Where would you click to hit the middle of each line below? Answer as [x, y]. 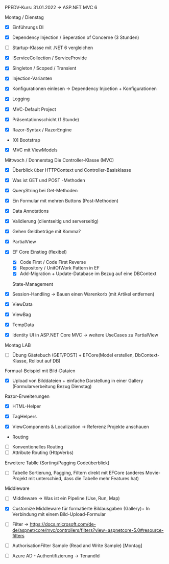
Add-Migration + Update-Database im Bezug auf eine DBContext [88, 274]
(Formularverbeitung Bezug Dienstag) [52, 386]
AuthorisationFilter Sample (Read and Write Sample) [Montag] [77, 545]
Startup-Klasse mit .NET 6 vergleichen [52, 48]
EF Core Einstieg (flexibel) [40, 252]
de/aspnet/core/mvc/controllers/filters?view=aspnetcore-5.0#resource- [88, 530]
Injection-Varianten [32, 78]
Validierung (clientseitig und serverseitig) [55, 221]
